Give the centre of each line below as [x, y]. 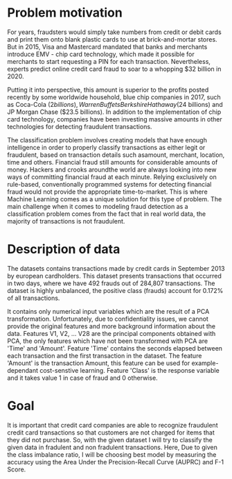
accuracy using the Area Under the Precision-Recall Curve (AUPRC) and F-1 [115, 462]
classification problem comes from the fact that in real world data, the [107, 214]
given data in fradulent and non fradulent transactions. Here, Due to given [113, 447]
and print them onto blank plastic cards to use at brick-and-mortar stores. [112, 39]
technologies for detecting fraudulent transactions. [80, 126]
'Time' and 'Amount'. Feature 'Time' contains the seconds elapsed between [115, 348]
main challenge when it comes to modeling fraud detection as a [98, 206]
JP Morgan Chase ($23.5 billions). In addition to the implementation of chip [114, 112]
